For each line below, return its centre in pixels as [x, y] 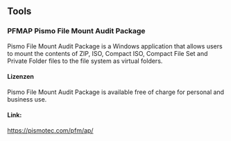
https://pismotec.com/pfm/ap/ [50, 131]
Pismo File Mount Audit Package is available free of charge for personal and [115, 92]
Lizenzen [21, 77]
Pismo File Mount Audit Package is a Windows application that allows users [115, 46]
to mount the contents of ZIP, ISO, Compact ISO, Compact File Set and [108, 53]
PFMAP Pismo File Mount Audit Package [76, 31]
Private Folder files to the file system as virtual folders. [85, 61]
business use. [27, 99]
